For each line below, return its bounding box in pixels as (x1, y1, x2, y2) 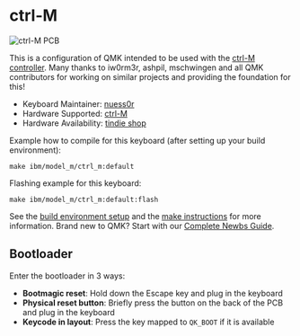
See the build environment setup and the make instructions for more (9, 210, 262, 221)
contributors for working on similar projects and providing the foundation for (9, 71, 291, 82)
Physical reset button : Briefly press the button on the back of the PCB (22, 297, 284, 308)
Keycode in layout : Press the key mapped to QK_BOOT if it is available (22, 316, 275, 327)
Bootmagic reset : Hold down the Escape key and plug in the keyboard (22, 287, 283, 298)
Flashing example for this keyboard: (9, 177, 142, 189)
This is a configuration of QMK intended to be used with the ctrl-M (9, 52, 256, 63)
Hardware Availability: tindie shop (22, 118, 146, 128)
